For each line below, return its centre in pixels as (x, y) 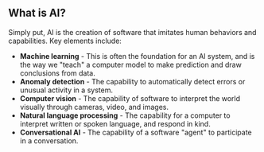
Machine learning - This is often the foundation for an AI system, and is (137, 56)
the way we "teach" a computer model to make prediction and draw (131, 64)
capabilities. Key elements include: (65, 41)
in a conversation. (49, 140)
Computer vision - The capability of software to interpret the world (130, 98)
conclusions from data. (57, 73)
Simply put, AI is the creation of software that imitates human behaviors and (132, 32)
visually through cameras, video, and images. (94, 107)
